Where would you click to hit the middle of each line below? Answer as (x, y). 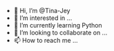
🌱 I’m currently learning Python (58, 25)
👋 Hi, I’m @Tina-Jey (42, 11)
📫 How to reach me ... (46, 40)
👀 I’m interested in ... (43, 18)
